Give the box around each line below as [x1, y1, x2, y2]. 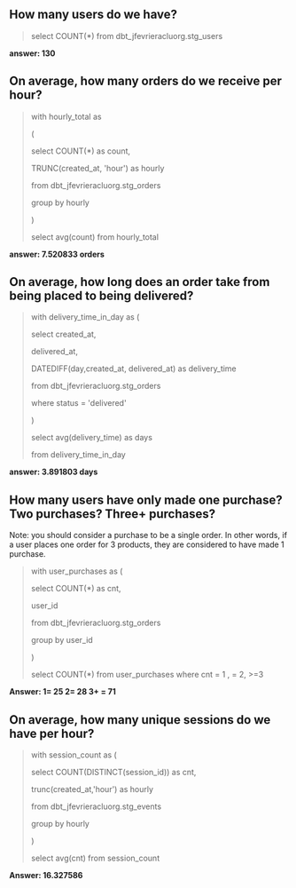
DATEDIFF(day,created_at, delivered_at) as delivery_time [30, 363, 237, 374]
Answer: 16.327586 [9, 870, 83, 881]
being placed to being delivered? [9, 289, 194, 304]
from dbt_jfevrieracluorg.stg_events [30, 801, 162, 812]
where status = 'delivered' [30, 398, 127, 408]
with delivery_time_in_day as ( [30, 312, 140, 322]
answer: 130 [9, 48, 56, 59]
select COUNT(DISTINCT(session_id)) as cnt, [30, 767, 197, 778]
